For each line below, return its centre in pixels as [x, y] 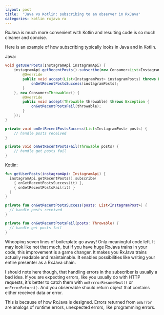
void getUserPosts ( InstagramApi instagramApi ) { [55, 66]
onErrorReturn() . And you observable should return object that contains [78, 287]
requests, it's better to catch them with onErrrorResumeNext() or [69, 282]
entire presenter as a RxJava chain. [41, 262]
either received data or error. [34, 293]
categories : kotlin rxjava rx [36, 19]
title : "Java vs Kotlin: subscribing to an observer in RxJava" [73, 14]
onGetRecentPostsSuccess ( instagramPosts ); [75, 83]
